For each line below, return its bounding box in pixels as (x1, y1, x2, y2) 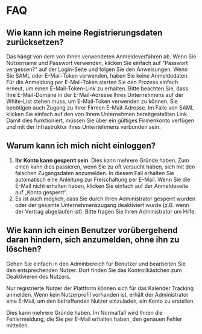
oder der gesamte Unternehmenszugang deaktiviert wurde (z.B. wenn (14, 201, 189, 208)
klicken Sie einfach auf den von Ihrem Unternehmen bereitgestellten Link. (6, 111, 189, 117)
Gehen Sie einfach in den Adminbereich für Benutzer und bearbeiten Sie (6, 260, 186, 267)
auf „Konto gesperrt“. (14, 188, 68, 196)
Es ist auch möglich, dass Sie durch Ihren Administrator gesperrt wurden (14, 195, 196, 202)
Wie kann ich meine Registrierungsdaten (6, 28, 163, 38)
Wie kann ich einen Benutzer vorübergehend (6, 225, 178, 235)
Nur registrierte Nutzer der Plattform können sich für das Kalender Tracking (6, 284, 194, 292)
